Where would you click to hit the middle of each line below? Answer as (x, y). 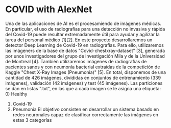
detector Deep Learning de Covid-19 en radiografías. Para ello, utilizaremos (85, 45)
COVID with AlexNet (49, 9)
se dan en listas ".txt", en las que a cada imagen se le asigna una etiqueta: (83, 88)
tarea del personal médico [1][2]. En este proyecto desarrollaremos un (79, 40)
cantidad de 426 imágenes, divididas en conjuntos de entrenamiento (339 (83, 78)
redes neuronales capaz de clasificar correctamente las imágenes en (85, 114)
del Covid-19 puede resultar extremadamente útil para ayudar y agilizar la (82, 34)
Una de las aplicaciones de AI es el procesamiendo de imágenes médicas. (83, 23)
